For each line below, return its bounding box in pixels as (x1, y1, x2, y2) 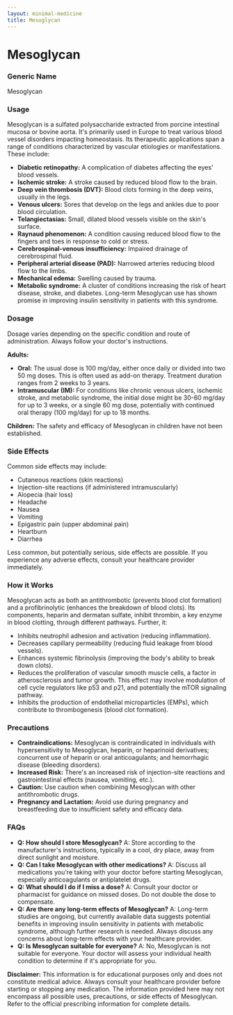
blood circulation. (17, 208, 67, 216)
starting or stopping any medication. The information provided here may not (7, 984, 225, 993)
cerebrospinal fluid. (17, 252, 73, 261)
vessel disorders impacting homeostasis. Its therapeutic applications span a (7, 135, 225, 143)
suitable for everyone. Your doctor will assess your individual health (17, 949, 212, 957)
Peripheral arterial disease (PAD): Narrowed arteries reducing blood (17, 259, 215, 268)
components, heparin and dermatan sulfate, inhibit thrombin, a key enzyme (7, 611, 223, 619)
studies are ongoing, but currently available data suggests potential (17, 912, 211, 920)
